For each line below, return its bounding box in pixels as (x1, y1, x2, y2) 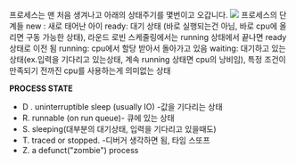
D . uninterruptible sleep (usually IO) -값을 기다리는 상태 (21, 102, 223, 111)
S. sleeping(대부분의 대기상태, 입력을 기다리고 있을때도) (21, 124, 217, 134)
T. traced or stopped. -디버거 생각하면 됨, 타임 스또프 (21, 135, 211, 145)
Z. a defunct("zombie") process (21, 145, 139, 155)
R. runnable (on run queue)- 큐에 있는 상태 (21, 112, 176, 123)
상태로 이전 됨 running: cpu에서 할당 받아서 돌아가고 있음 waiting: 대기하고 (9, 43, 270, 53)
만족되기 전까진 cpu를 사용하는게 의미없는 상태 (9, 65, 171, 76)
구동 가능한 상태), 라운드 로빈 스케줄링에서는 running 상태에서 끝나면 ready (25, 32, 287, 42)
